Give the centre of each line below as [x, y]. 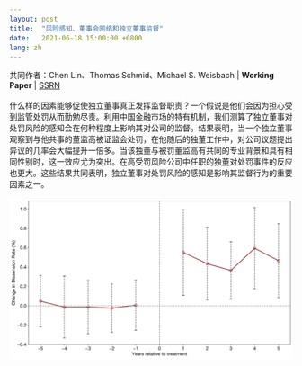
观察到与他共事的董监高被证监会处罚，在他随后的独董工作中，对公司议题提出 [151, 139]
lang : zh [26, 48]
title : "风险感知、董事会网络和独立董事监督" [86, 28]
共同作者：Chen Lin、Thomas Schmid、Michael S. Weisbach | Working [142, 76]
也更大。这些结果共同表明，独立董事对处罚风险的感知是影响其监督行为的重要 [151, 173]
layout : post [34, 19]
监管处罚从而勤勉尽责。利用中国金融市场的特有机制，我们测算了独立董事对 [155, 117]
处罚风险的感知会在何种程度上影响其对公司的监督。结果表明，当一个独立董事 [151, 128]
